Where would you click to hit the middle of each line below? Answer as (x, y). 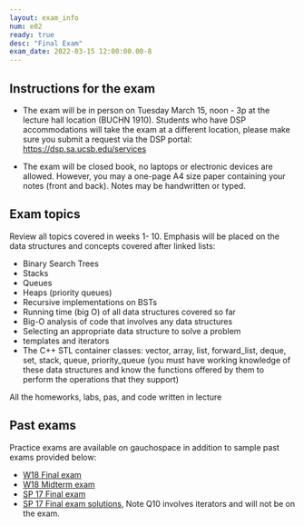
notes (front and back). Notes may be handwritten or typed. (134, 185)
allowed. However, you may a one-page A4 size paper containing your (154, 176)
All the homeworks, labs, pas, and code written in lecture (116, 397)
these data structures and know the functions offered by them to (143, 370)
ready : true (32, 35)
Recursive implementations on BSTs (89, 302)
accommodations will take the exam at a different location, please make (156, 129)
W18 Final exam (52, 474)
